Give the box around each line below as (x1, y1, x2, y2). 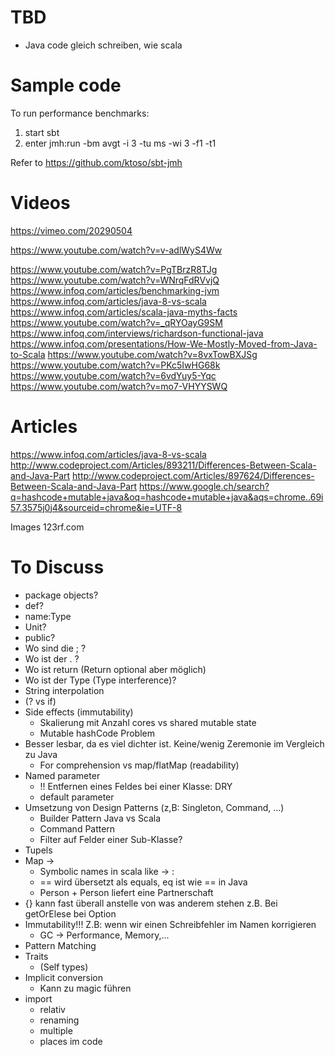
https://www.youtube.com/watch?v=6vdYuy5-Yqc (10, 369, 217, 381)
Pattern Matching (24, 939, 97, 951)
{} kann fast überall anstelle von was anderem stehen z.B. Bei (24, 897, 278, 909)
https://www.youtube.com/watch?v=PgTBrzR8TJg (10, 263, 218, 275)
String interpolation (24, 684, 105, 696)
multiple (39, 1024, 73, 1036)
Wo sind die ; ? (24, 642, 87, 654)
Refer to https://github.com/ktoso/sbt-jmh (10, 156, 183, 168)
